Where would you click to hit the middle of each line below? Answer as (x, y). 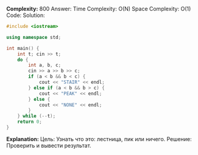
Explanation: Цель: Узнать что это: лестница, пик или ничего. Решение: (99, 139)
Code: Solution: (26, 15)
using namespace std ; (34, 37)
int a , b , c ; (45, 65)
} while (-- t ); (37, 116)
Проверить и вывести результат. (49, 145)
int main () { (23, 48)
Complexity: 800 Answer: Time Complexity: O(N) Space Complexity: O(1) (99, 9)
